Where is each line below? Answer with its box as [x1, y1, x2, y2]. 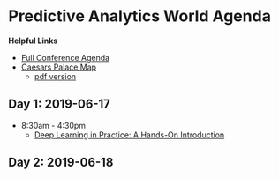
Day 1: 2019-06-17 [8, 97, 111, 112]
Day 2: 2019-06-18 [8, 155, 114, 170]
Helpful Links [8, 35, 58, 46]
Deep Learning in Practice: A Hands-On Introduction [34, 130, 225, 140]
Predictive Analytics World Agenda [8, 6, 271, 26]
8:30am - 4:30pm [20, 120, 86, 130]
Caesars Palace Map [20, 62, 97, 72]
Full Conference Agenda [20, 52, 110, 63]
